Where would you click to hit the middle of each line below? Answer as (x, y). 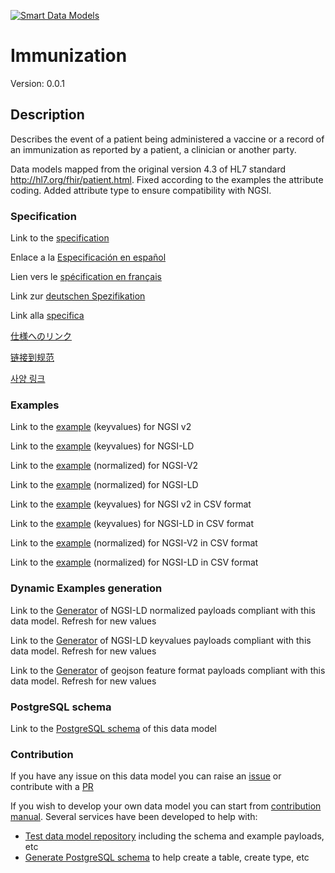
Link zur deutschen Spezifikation (78, 296)
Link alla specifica (47, 316)
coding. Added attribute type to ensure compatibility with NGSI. (141, 190)
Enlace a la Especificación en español (88, 257)
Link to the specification (60, 238)
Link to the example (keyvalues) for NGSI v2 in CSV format (131, 504)
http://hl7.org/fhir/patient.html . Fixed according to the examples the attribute (167, 179)
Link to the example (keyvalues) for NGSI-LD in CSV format (132, 524)
